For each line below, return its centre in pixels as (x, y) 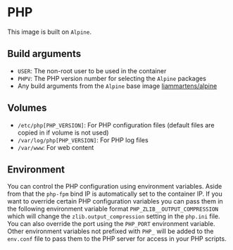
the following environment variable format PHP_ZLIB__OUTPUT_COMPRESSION (113, 209)
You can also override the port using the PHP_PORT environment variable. (111, 224)
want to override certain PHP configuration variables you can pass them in (115, 201)
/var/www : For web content (56, 147)
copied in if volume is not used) (63, 132)
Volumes (27, 108)
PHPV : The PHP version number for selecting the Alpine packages (112, 78)
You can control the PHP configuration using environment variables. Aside (115, 187)
